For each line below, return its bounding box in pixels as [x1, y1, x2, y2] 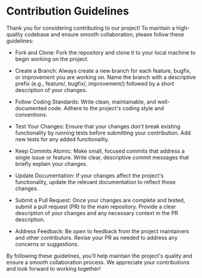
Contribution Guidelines [6, 4, 129, 18]
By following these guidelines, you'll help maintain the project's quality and [6, 252, 192, 259]
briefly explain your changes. [15, 160, 88, 167]
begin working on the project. [15, 55, 89, 62]
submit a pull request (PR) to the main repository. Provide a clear [15, 203, 177, 210]
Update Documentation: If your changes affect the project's [15, 171, 164, 179]
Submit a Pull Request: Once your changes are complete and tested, [15, 196, 186, 204]
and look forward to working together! [6, 265, 101, 272]
